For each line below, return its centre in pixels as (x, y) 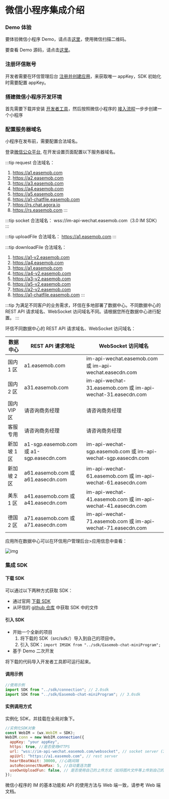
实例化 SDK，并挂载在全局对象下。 (41, 718)
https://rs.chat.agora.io (36, 205)
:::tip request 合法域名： (30, 163)
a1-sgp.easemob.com (51, 444)
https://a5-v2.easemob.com (41, 284)
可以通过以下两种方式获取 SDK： (39, 590)
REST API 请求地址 (53, 346)
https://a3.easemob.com (38, 183)
